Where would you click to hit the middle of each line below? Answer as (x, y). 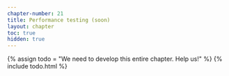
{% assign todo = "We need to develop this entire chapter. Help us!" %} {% (115, 59)
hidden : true (26, 39)
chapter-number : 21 (35, 13)
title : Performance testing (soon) (59, 20)
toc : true (22, 33)
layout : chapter (31, 26)
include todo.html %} (38, 66)
